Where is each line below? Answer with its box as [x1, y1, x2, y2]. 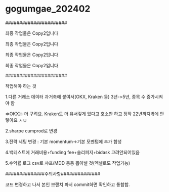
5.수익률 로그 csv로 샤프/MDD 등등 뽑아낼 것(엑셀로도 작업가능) [5, 160, 131, 166]
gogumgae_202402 [5, 3, 91, 15]
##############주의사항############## [5, 170, 100, 177]
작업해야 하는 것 [5, 83, 37, 89]
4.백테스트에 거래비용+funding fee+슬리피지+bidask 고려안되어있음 [5, 149, 140, 155]
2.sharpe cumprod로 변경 [5, 127, 57, 134]
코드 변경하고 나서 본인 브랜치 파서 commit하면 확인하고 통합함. [5, 181, 130, 187]
